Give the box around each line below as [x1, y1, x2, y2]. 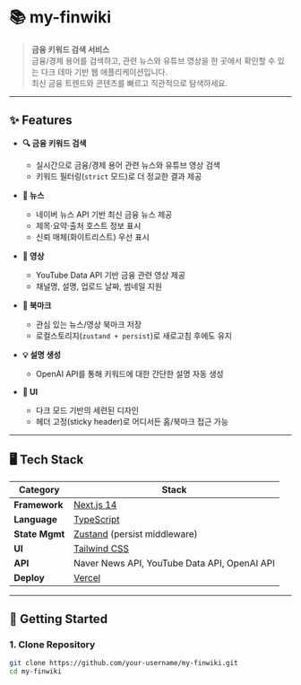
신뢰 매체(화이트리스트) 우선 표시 [35, 231, 150, 242]
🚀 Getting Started [9, 611, 108, 627]
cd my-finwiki [9, 667, 63, 676]
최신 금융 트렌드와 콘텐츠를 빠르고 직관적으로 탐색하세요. [30, 77, 228, 88]
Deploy [13, 571, 45, 584]
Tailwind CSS [73, 542, 130, 555]
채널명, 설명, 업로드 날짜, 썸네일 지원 [35, 280, 163, 292]
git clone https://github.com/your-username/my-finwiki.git [9, 659, 239, 668]
